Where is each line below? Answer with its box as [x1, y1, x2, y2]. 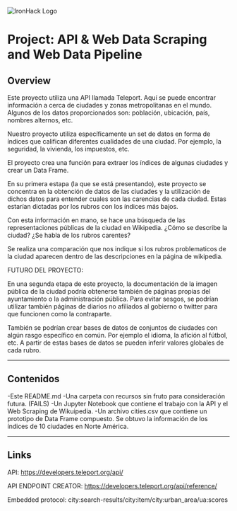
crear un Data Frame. [7, 166, 69, 174]
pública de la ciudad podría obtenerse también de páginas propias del [7, 287, 211, 295]
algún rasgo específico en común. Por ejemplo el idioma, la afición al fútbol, [7, 331, 228, 339]
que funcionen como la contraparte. [7, 310, 112, 318]
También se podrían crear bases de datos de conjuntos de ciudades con [7, 323, 218, 332]
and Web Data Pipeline [7, 47, 142, 63]
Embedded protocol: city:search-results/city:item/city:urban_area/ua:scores [7, 495, 228, 504]
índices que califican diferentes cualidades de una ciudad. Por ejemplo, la [7, 137, 222, 145]
